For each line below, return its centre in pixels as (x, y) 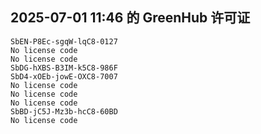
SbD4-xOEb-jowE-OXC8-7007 (64, 76)
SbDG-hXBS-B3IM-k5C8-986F (64, 68)
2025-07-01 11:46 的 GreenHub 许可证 (130, 18)
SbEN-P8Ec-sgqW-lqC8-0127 (64, 41)
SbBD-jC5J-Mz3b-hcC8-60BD (64, 111)
